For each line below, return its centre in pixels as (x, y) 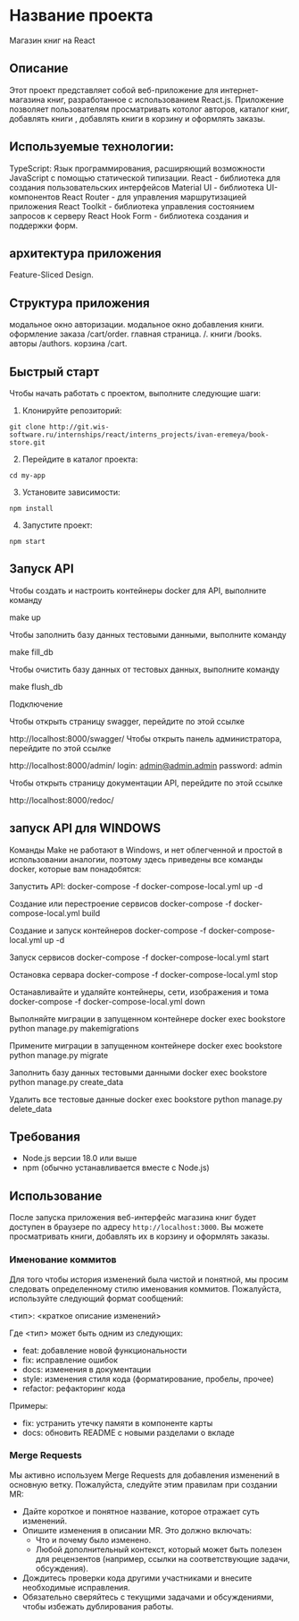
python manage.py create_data (66, 1082)
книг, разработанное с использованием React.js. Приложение (166, 99)
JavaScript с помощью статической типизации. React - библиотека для (145, 178)
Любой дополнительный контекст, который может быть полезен (159, 1549)
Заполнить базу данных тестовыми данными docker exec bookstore (138, 1072)
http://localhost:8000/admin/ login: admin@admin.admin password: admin (146, 765)
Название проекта (81, 16)
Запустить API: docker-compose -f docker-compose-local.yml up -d (136, 886)
